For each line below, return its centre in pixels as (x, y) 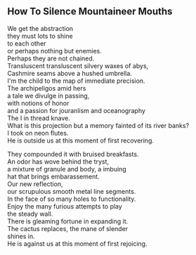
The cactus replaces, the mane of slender (68, 228)
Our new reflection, (35, 184)
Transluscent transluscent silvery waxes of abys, (78, 65)
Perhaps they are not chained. (51, 58)
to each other (27, 43)
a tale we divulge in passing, (48, 96)
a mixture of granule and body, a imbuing (67, 169)
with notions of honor (38, 103)
